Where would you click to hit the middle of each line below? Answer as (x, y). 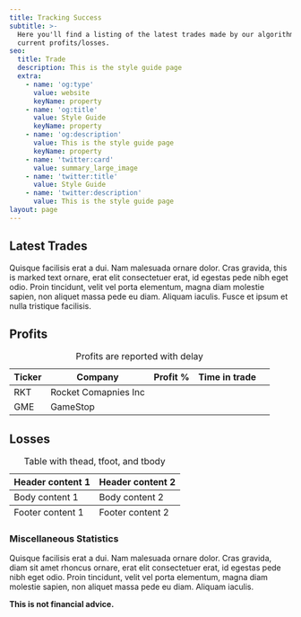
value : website (61, 93)
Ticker (28, 377)
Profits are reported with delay (140, 357)
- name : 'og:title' (62, 110)
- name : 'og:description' (74, 135)
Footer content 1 (49, 513)
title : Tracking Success (56, 18)
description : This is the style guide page (99, 68)
